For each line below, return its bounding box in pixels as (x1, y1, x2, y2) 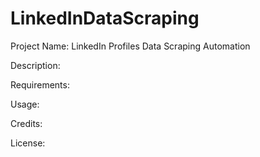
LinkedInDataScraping (10, 7, 200, 30)
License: (10, 137, 46, 149)
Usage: (10, 98, 40, 110)
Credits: (10, 117, 43, 129)
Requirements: (10, 78, 70, 91)
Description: (10, 59, 61, 71)
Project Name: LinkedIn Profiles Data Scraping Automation (10, 40, 251, 52)
